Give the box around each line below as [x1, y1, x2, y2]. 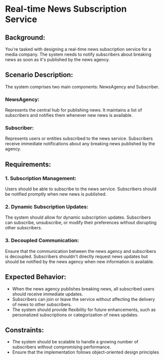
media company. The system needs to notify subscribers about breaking [5, 51, 152, 57]
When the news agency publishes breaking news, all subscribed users [12, 286, 155, 292]
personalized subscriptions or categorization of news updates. [12, 312, 139, 317]
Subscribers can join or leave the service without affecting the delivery [12, 296, 155, 302]
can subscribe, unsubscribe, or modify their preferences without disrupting [5, 220, 157, 225]
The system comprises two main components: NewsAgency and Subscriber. [5, 84, 160, 90]
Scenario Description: [5, 71, 73, 79]
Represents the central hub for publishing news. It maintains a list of [5, 107, 142, 113]
